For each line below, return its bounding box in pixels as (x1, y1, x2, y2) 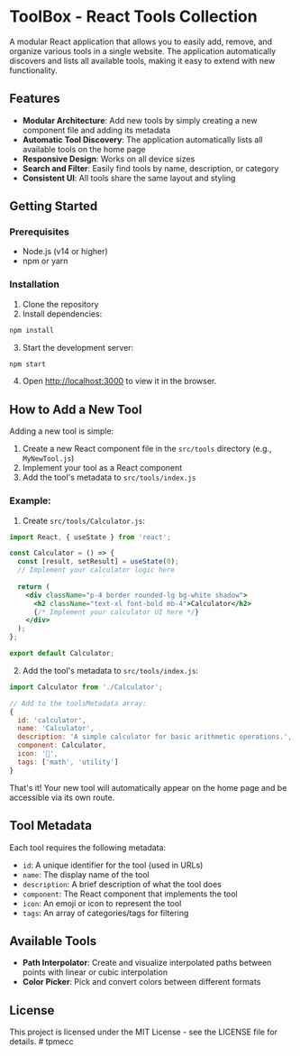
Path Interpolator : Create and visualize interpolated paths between (22, 958, 272, 969)
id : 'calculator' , (17, 715, 87, 725)
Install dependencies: (22, 308, 103, 319)
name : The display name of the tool (22, 868, 150, 880)
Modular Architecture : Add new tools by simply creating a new (22, 115, 259, 125)
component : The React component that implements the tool (22, 888, 239, 899)
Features (9, 91, 60, 106)
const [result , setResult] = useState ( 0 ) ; (17, 557, 179, 566)
